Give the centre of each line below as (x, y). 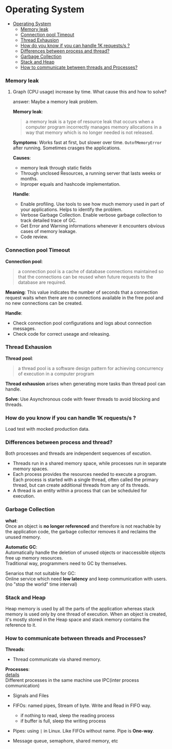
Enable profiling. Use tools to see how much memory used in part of (92, 204)
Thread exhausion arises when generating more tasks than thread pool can (85, 383)
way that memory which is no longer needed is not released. (90, 132)
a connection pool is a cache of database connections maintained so (91, 271)
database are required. (42, 282)
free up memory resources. (34, 558)
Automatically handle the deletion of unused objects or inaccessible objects (85, 552)
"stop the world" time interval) (45, 584)
